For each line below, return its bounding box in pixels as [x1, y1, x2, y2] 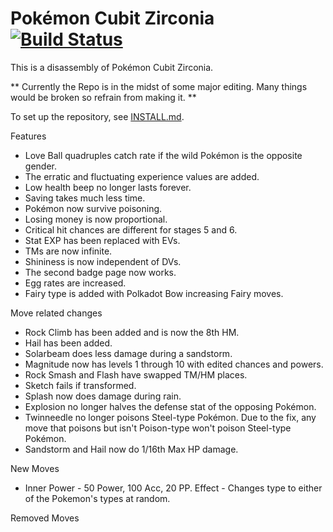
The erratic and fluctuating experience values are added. [24, 170, 260, 182]
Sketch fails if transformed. [24, 379, 137, 391]
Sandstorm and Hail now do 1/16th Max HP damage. [24, 443, 239, 455]
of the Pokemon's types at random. [24, 492, 171, 504]
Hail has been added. [24, 337, 113, 349]
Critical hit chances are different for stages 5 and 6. [24, 223, 238, 236]
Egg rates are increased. [24, 277, 127, 289]
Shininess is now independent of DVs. [24, 255, 182, 267]
